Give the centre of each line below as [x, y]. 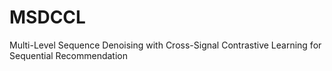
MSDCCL [47, 17]
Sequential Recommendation [68, 55]
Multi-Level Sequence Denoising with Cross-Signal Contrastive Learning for [165, 45]
